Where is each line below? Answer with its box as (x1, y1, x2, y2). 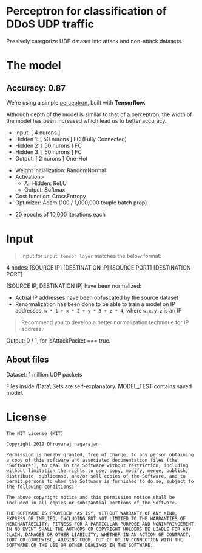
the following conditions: (6, 484, 75, 490)
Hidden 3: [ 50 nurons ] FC (15, 148, 82, 156)
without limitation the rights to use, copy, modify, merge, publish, (6, 467, 189, 474)
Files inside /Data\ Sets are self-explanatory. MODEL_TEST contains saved (6, 382, 192, 390)
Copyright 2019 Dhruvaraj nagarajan (6, 441, 99, 447)
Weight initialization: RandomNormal (15, 166, 106, 174)
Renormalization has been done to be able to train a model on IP (15, 300, 176, 308)
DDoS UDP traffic (6, 17, 95, 31)
